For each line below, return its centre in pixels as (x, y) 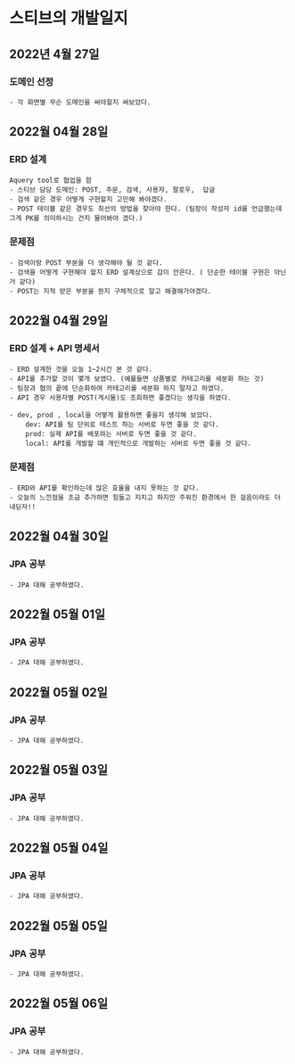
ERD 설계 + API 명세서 (54, 349)
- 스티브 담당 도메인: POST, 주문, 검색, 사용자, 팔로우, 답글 (112, 190)
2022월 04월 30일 (59, 536)
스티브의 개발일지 (69, 18)
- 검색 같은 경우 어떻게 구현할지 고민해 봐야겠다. (88, 199)
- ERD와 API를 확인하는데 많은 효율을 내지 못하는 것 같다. (104, 488)
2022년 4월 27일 (54, 54)
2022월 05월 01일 (57, 614)
